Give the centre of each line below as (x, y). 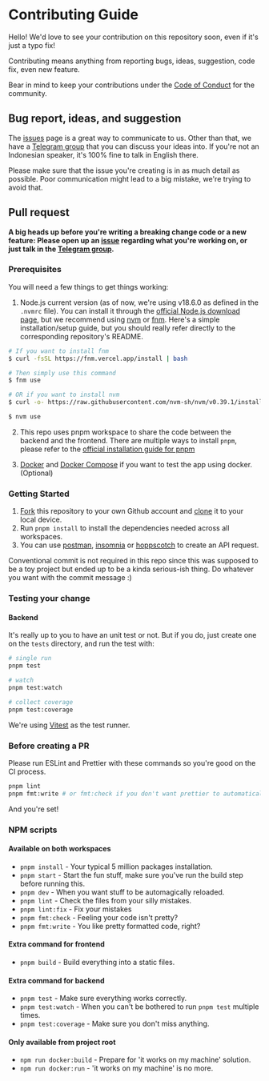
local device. (41, 520)
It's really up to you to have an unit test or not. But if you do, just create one (132, 635)
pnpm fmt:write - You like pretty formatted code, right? (110, 926)
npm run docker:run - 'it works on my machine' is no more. (116, 1068)
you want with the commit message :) (70, 578)
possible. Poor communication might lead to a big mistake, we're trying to (130, 178)
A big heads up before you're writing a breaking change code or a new (127, 232)
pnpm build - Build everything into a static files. (97, 963)
